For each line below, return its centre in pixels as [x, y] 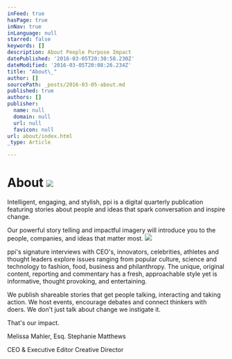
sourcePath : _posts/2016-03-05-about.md [66, 85]
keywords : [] [26, 46]
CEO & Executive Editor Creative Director [65, 350]
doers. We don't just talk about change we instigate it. [84, 310]
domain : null [32, 116]
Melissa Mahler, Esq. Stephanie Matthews [66, 336]
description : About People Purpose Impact [69, 53]
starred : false [29, 40]
